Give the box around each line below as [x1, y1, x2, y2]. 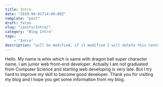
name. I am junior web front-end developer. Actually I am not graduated [5, 61, 148, 67]
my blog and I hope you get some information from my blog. [5, 76, 125, 82]
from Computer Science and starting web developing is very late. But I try [5, 66, 152, 72]
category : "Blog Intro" [5, 29, 53, 34]
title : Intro [5, 7, 32, 12]
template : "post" [5, 16, 40, 21]
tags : [5, 34, 16, 39]
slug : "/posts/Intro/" [5, 25, 51, 30]
